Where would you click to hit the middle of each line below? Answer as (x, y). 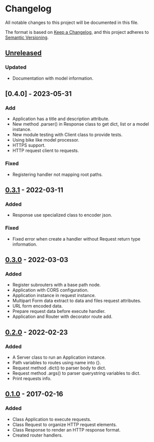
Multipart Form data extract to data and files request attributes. (77, 301)
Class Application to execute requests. (52, 419)
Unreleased (24, 53)
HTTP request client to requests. (46, 150)
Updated (16, 67)
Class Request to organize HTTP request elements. (65, 425)
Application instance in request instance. (54, 295)
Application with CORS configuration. (50, 290)
